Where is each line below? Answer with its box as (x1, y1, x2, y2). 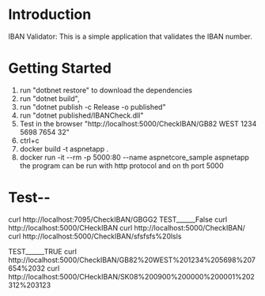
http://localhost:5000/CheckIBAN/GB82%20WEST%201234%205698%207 (8, 255, 256, 264)
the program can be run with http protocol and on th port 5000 (19, 160, 224, 170)
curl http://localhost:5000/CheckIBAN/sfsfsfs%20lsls (8, 231, 182, 241)
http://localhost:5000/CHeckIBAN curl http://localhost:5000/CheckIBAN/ (8, 223, 245, 232)
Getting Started (8, 59, 112, 77)
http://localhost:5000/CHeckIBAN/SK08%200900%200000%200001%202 (8, 272, 256, 281)
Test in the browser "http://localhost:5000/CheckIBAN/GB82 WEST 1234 (19, 118, 257, 128)
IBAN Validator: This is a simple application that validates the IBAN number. (8, 32, 253, 41)
